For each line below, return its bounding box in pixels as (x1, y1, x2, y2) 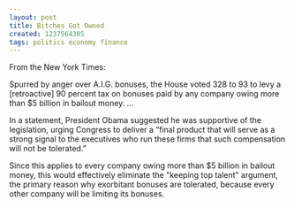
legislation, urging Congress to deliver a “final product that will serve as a (9, 125, 275, 135)
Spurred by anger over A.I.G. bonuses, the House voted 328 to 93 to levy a (9, 79, 282, 89)
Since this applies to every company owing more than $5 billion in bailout (9, 160, 275, 171)
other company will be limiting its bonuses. (9, 189, 165, 199)
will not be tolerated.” (9, 143, 87, 154)
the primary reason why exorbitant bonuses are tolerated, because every (9, 179, 275, 190)
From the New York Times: (9, 62, 106, 73)
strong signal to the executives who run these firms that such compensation (9, 134, 286, 144)
